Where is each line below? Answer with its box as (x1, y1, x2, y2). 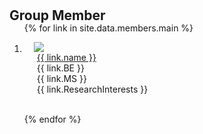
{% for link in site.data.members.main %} (23, 22, 194, 34)
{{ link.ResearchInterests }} (36, 83, 149, 96)
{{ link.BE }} (36, 62, 85, 74)
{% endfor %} (23, 113, 82, 126)
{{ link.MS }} (36, 73, 87, 85)
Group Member (9, 7, 106, 24)
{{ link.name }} (36, 52, 97, 64)
